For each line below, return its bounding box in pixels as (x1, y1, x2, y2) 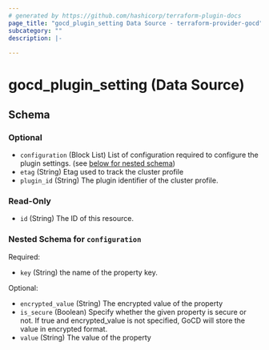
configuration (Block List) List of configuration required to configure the (19, 150, 259, 159)
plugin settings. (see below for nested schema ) (19, 159, 176, 168)
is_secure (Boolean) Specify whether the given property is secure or (19, 307, 247, 316)
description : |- (8, 34, 62, 42)
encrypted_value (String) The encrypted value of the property (19, 298, 223, 308)
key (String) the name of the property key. (19, 268, 158, 277)
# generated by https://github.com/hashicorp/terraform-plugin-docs (8, 11, 242, 20)
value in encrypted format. (19, 324, 108, 333)
